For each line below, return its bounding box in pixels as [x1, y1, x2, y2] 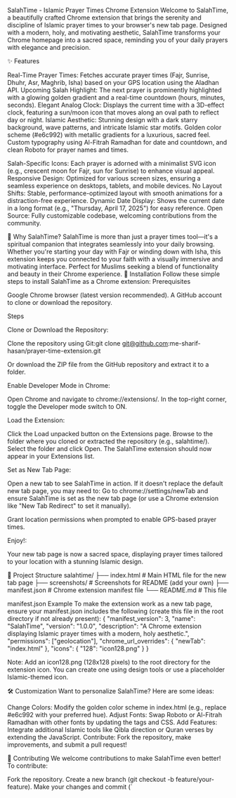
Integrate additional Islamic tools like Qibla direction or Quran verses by [7, 726, 214, 733]
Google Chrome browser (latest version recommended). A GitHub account [7, 291, 223, 299]
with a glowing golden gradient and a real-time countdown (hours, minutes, [7, 93, 225, 101]
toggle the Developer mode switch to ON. [7, 403, 128, 410]
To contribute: [7, 761, 48, 770]
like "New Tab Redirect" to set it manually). [7, 502, 131, 510]
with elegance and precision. [7, 44, 91, 51]
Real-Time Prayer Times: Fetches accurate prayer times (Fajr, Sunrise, [7, 71, 210, 79]
